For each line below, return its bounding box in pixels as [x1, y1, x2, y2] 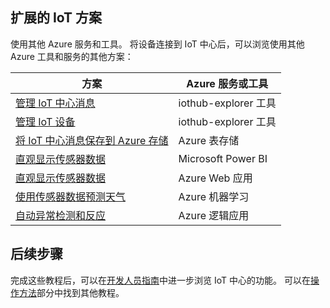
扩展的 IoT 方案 [10, 9, 103, 27]
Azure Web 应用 [178, 171, 253, 185]
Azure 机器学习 [178, 189, 250, 203]
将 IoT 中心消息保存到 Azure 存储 [15, 133, 169, 147]
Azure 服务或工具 [186, 76, 269, 90]
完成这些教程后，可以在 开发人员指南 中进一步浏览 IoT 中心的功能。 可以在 [10, 274, 311, 286]
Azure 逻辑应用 [178, 208, 250, 222]
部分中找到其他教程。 [36, 286, 125, 298]
